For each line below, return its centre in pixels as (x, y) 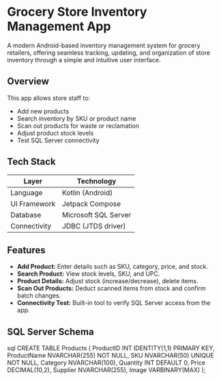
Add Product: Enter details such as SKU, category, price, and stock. (113, 267)
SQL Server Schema (50, 331)
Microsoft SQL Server (97, 215)
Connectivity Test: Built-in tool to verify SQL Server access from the (114, 303)
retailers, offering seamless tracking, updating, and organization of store (108, 53)
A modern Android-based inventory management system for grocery (104, 45)
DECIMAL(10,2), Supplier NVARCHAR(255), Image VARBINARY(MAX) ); (106, 370)
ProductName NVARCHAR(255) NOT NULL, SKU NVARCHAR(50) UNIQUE (111, 356)
